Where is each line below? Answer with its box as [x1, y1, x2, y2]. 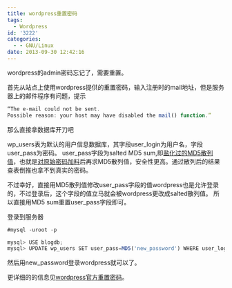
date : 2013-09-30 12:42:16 [7, 49, 85, 56]
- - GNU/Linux [13, 42, 54, 49]
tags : [7, 17, 23, 23]
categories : [7, 36, 41, 43]
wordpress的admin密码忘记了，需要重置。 [7, 68, 128, 77]
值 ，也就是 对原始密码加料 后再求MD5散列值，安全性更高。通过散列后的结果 [7, 157, 221, 166]
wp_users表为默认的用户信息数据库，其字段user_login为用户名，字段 [7, 140, 203, 148]
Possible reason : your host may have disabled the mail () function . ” [7, 112, 212, 119]
